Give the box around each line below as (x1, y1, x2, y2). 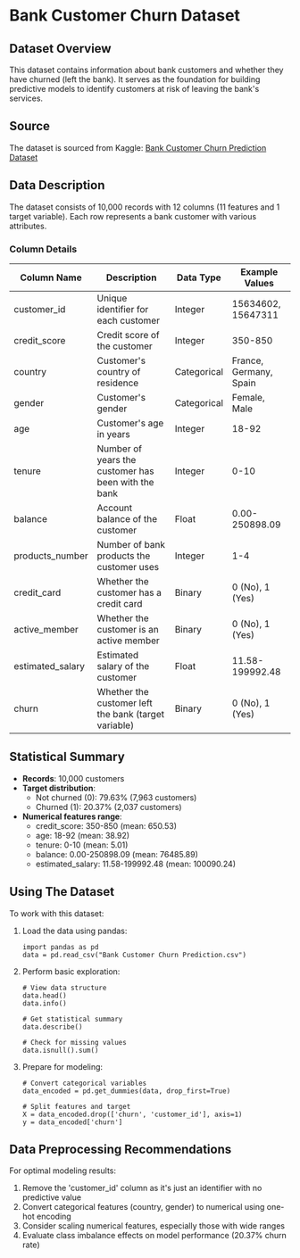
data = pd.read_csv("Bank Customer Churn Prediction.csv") (21, 950, 247, 959)
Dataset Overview (9, 41, 112, 56)
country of (96, 365, 141, 377)
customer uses (96, 560, 160, 573)
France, (231, 354, 264, 367)
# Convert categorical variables (21, 1079, 147, 1088)
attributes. (9, 220, 47, 231)
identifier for (96, 302, 149, 315)
